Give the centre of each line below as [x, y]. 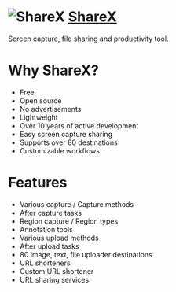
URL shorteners [45, 263]
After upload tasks [49, 246]
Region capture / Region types [69, 221]
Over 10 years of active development [79, 125]
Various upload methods [59, 238]
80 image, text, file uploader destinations [86, 254]
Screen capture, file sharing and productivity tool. [88, 39]
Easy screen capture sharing [66, 134]
